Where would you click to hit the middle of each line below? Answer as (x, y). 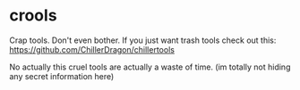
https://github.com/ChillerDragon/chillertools (92, 49)
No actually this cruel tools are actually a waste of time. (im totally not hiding (150, 67)
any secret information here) (62, 76)
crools (33, 16)
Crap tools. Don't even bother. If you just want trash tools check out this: (143, 40)
